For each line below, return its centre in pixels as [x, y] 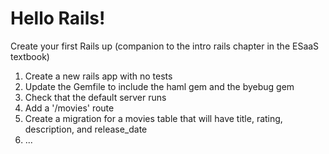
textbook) [30, 56]
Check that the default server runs [95, 97]
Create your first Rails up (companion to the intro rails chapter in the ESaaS [165, 46]
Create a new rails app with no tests [98, 76]
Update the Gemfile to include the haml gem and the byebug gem [159, 86]
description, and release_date [86, 129]
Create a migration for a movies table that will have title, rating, [153, 118]
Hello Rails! [58, 18]
